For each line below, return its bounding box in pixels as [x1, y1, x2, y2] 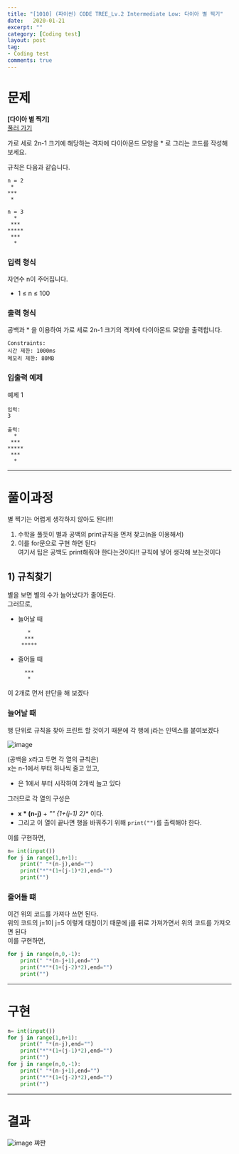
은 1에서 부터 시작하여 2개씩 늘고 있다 [17, 778, 121, 788]
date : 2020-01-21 [7, 17, 65, 24]
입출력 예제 [7, 373, 43, 383]
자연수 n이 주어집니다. [7, 274, 69, 283]
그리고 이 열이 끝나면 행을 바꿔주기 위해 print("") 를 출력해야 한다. [17, 818, 202, 827]
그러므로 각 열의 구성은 [7, 794, 70, 803]
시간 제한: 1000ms [7, 347, 56, 355]
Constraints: [7, 340, 46, 347]
